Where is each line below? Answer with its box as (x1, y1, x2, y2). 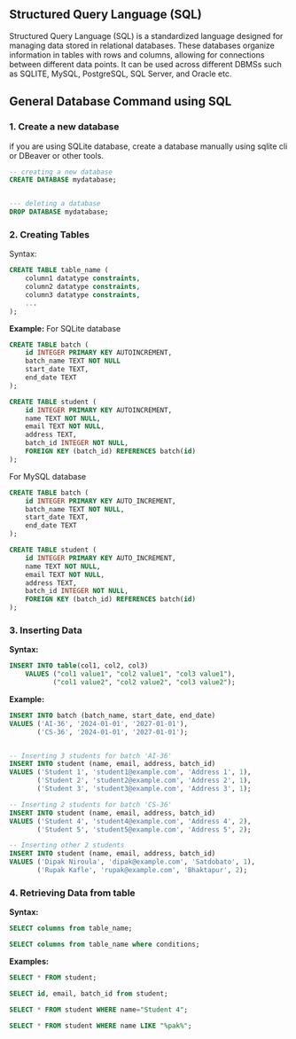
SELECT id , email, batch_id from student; (9, 988, 168, 998)
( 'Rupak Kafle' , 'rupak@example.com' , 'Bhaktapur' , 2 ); (36, 866, 248, 875)
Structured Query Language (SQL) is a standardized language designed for (9, 30, 284, 41)
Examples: (9, 957, 49, 967)
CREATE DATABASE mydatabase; (9, 176, 117, 184)
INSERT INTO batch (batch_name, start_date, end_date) (9, 711, 216, 720)
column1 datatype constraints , (25, 274, 141, 283)
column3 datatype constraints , (25, 290, 141, 300)
